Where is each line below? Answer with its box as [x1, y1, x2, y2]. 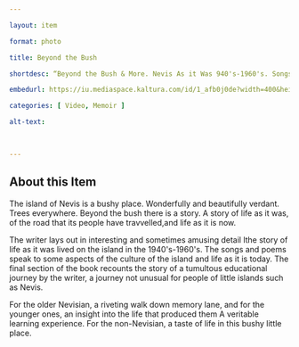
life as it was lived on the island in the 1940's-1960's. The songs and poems [9, 244, 287, 254]
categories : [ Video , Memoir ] [9, 102, 125, 111]
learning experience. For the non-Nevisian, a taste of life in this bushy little [9, 318, 282, 328]
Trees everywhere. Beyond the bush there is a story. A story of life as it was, [9, 207, 289, 219]
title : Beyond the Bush [9, 53, 98, 62]
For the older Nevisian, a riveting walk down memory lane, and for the [9, 299, 265, 310]
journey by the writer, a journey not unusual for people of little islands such [9, 272, 284, 283]
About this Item [9, 175, 97, 190]
